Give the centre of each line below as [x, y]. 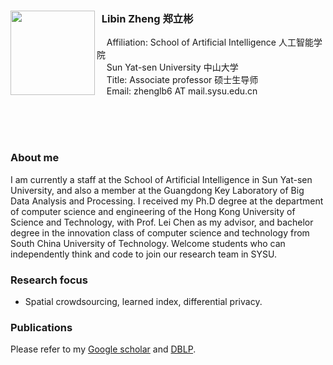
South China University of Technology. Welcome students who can [148, 243]
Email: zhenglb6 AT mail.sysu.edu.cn [182, 91]
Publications [41, 327]
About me [35, 158]
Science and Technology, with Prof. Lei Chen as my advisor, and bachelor [162, 222]
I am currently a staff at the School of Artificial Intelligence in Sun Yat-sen [161, 179]
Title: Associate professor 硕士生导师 [182, 80]
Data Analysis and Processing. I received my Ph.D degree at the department [167, 201]
